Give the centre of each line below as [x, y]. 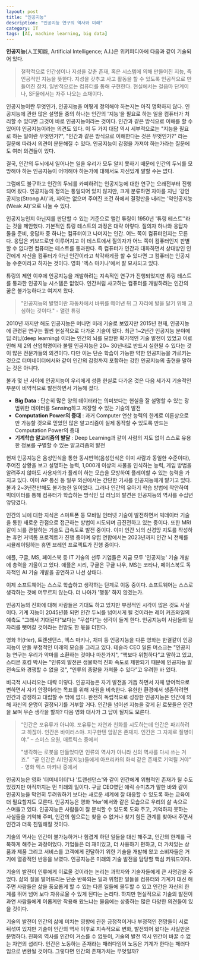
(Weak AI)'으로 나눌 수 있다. [39, 206]
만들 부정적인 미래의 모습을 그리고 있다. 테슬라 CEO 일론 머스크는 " [99, 647]
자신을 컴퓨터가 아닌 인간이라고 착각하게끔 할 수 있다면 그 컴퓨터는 [98, 256]
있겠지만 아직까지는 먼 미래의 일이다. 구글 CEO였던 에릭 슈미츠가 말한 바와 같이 [97, 787]
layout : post [22, 12]
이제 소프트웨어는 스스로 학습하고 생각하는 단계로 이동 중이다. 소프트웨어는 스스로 [100, 585]
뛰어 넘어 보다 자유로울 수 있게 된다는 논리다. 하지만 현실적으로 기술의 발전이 [105, 894]
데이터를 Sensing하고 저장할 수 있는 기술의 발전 [86, 408]
